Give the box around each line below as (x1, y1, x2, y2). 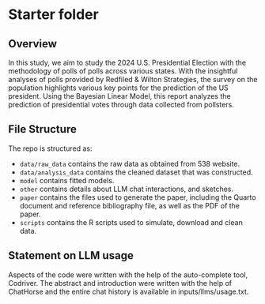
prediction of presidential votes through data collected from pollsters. (8, 100, 235, 109)
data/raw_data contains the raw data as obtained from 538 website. (19, 159, 240, 168)
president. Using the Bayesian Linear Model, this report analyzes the (8, 92, 231, 100)
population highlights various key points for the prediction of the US (8, 83, 229, 92)
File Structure (8, 122, 77, 136)
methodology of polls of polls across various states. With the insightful (8, 66, 238, 76)
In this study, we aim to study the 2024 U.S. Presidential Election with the (8, 58, 247, 67)
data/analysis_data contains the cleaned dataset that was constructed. (19, 167, 253, 177)
